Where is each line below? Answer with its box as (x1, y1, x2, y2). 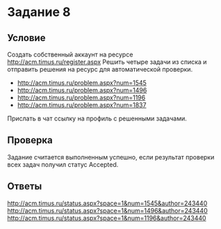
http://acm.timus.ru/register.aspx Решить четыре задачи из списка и (7, 58, 207, 66)
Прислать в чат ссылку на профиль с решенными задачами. (7, 114, 187, 123)
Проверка (7, 134, 54, 146)
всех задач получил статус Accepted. (7, 160, 119, 168)
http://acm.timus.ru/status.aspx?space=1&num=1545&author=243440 (7, 199, 208, 207)
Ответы (7, 180, 42, 192)
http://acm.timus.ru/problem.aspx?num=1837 (17, 101, 147, 109)
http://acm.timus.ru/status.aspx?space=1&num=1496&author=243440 (7, 206, 208, 214)
